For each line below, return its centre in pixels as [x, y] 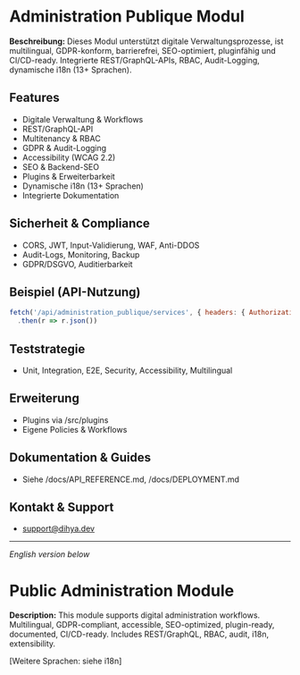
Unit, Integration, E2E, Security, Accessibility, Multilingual [127, 370]
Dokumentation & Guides [80, 458]
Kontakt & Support [62, 507]
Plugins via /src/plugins [65, 420]
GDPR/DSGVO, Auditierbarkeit [77, 264]
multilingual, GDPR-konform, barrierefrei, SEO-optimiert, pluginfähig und [143, 50]
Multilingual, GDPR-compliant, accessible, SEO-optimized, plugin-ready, [142, 625]
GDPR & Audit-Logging [64, 148]
